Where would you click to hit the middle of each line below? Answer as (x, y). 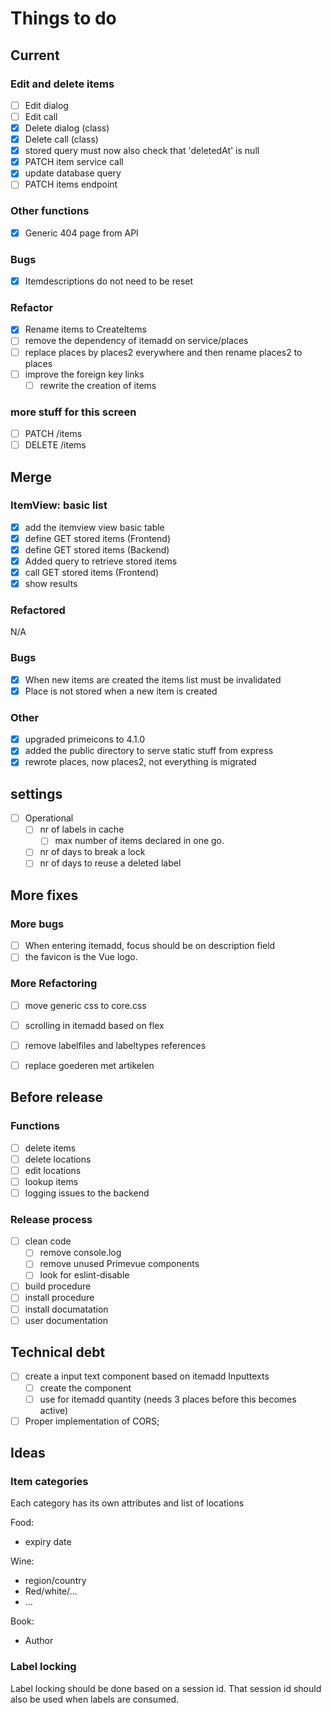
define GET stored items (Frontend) (98, 538)
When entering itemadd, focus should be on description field (150, 946)
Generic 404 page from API (81, 233)
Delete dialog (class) (67, 128)
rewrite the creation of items (98, 385)
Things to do (63, 18)
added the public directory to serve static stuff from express (149, 751)
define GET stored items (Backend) (97, 549)
